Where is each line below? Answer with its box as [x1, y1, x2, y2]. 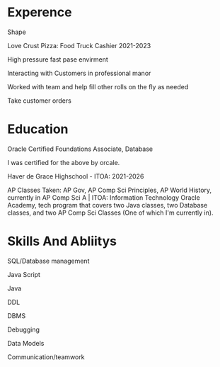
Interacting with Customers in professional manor [7, 69, 151, 77]
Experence [7, 4, 72, 21]
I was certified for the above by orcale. [7, 158, 120, 166]
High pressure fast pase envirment [7, 55, 108, 64]
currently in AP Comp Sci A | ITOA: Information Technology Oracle [7, 193, 200, 202]
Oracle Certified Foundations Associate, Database [7, 145, 154, 153]
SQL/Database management [7, 256, 90, 265]
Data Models [7, 339, 45, 347]
